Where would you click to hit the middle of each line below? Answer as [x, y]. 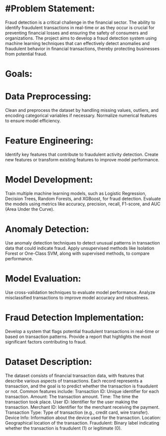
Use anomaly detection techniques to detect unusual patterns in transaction [83, 242]
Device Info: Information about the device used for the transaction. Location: [83, 417]
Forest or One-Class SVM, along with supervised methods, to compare [77, 253]
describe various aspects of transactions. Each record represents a [74, 381]
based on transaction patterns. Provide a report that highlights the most [78, 337]
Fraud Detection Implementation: [75, 318]
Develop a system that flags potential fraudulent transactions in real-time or [82, 331]
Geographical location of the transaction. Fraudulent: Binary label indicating [82, 423]
